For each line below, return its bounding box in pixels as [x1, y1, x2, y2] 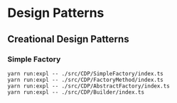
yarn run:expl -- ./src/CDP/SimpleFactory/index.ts [7, 70, 163, 77]
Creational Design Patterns [7, 33, 129, 45]
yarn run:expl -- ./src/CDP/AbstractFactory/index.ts [7, 83, 171, 90]
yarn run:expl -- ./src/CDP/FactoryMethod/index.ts [7, 76, 163, 83]
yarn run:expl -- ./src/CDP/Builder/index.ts [7, 88, 144, 96]
